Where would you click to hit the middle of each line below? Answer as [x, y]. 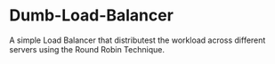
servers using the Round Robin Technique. [87, 49]
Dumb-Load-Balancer [91, 16]
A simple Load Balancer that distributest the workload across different [137, 40]
